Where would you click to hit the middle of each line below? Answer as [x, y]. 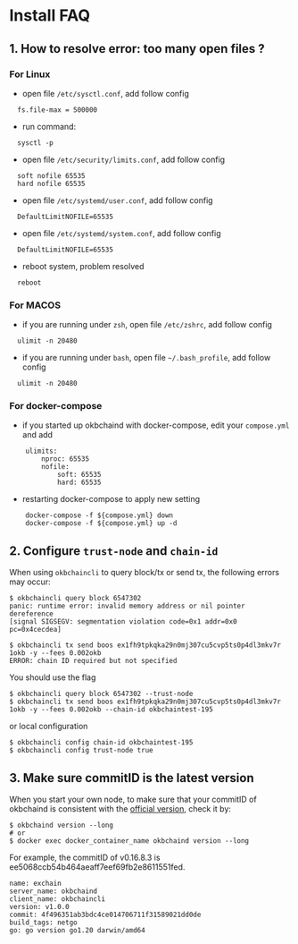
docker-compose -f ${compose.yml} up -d [101, 523]
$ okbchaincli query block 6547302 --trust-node [101, 694]
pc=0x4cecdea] [36, 630]
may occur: [30, 582]
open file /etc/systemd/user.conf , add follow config [117, 200]
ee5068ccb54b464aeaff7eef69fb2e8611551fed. [97, 867]
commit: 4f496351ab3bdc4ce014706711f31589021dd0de [105, 915]
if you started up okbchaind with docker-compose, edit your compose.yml [156, 425]
